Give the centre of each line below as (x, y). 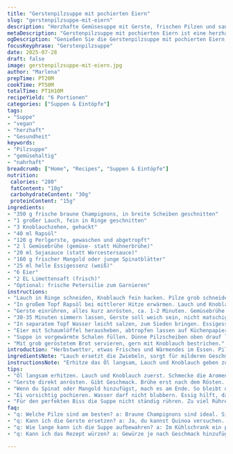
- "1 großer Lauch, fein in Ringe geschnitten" (77, 220)
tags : (15, 111)
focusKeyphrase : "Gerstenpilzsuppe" (60, 46)
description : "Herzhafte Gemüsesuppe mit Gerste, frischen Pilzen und (111, 26)
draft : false (26, 59)
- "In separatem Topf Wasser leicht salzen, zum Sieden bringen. (103, 324)
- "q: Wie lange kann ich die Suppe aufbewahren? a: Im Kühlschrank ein (114, 427)
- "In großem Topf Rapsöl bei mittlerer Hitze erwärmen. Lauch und (107, 305)
